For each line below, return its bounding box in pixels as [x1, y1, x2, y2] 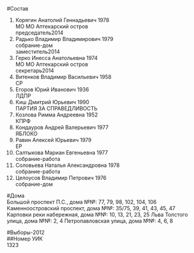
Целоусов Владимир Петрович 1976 [15, 175, 107, 181]
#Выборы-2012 [7, 229, 45, 236]
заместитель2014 [15, 48, 60, 55]
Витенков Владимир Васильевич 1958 [15, 74, 112, 80]
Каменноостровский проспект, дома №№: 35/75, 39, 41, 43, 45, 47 [7, 205, 176, 211]
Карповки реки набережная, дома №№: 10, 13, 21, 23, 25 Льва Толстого [7, 211, 189, 218]
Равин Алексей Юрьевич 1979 [15, 137, 92, 143]
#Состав [7, 5, 28, 12]
